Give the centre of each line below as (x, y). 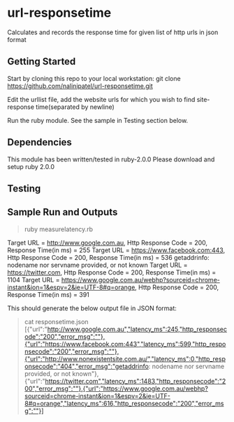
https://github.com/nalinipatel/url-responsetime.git (80, 86)
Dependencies (39, 142)
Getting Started (42, 62)
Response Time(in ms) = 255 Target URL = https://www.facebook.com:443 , (116, 250)
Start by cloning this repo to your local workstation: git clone (94, 78)
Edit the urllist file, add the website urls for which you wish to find (101, 99)
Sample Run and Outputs (63, 212)
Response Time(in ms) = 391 (48, 294)
